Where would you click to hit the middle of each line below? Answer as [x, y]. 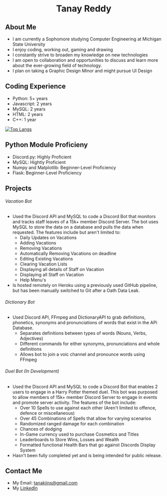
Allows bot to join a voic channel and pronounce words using [83, 355]
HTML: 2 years [28, 114]
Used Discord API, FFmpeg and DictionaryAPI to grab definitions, [79, 317]
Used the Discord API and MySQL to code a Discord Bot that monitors [84, 217]
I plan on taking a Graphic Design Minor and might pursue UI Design [82, 71]
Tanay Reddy [84, 9]
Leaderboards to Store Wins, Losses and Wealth [70, 439]
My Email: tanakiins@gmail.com [45, 483]
